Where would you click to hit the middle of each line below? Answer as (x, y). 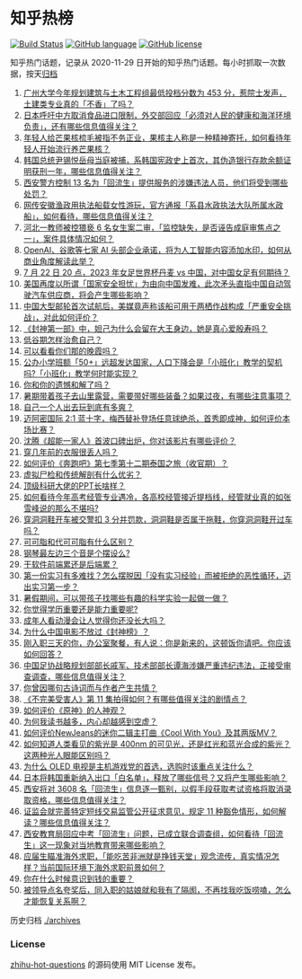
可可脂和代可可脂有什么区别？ (78, 542)
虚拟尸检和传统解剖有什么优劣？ (82, 474)
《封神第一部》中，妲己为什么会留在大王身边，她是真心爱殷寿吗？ (145, 328)
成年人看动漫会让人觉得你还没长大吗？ (94, 620)
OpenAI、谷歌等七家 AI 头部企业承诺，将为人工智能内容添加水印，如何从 (157, 250)
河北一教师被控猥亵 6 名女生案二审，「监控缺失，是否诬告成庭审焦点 (148, 227)
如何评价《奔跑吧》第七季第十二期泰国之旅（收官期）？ (125, 463)
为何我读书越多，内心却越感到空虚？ (90, 721)
